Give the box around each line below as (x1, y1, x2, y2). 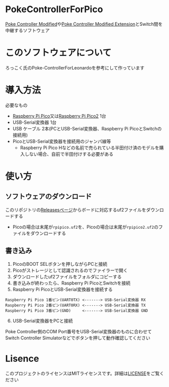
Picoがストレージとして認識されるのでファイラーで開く (12, 267, 128, 273)
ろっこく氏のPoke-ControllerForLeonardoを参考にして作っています (5, 64, 145, 71)
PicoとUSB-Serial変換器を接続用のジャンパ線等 (12, 138, 111, 144)
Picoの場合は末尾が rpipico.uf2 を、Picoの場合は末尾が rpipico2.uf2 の (12, 224, 158, 230)
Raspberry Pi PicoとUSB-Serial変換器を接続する (12, 286, 113, 292)
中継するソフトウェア (5, 27, 50, 33)
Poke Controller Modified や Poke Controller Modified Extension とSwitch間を (5, 21, 163, 27)
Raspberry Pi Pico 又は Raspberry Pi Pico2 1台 (12, 113, 106, 119)
